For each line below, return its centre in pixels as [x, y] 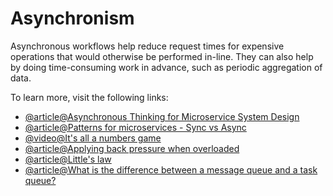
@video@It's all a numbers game [93, 138]
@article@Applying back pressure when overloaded [132, 148]
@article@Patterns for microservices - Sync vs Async [135, 127]
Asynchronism [72, 18]
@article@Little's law [68, 159]
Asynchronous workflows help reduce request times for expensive [147, 46]
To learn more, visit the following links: [89, 97]
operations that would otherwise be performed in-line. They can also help [162, 56]
